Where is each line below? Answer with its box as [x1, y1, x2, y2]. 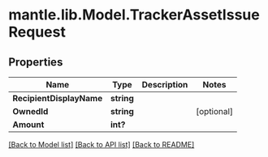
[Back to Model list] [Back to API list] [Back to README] [8, 140, 195, 149]
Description [141, 79, 188, 90]
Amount [12, 119, 45, 130]
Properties [8, 55, 63, 69]
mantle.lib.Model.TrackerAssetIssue [8, 6, 260, 24]
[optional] [196, 106, 234, 117]
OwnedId [12, 106, 49, 117]
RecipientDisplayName [12, 93, 103, 104]
